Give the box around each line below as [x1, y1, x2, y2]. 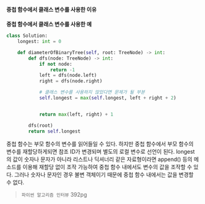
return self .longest [28, 128, 81, 135]
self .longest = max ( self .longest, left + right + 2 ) [39, 95, 176, 101]
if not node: [39, 61, 72, 67]
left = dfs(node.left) [39, 73, 97, 79]
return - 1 [50, 66, 75, 73]
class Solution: [6, 33, 48, 39]
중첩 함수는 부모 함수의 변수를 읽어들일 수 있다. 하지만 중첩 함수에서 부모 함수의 [6, 140, 194, 147]
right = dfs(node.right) [39, 78, 103, 84]
